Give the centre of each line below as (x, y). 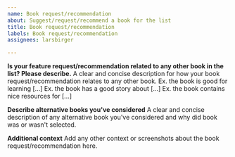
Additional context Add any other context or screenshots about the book (113, 139)
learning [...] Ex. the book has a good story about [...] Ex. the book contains (116, 89)
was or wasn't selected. (42, 125)
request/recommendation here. (52, 146)
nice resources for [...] (40, 96)
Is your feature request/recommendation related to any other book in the (115, 66)
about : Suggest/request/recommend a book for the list (89, 20)
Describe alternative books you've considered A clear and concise (106, 110)
